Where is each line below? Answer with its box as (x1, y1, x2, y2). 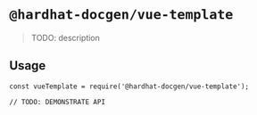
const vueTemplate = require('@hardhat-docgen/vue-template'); (9, 82, 250, 91)
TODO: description (30, 32, 101, 43)
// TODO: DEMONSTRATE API (9, 97, 105, 106)
